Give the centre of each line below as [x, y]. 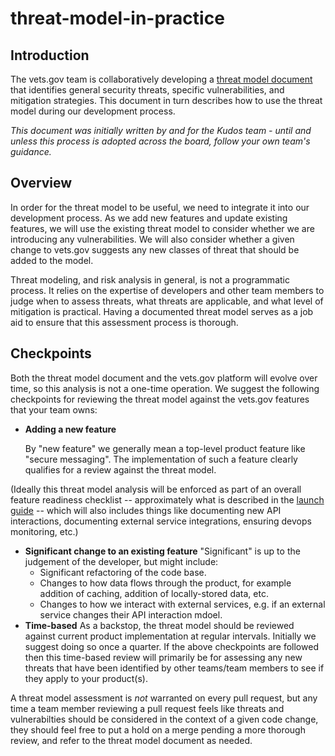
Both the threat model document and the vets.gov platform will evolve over [164, 378]
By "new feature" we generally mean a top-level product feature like [165, 448]
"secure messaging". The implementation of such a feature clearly [161, 459]
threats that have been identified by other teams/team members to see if [174, 668]
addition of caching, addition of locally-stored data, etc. [154, 593]
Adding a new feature [70, 429]
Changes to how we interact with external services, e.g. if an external [182, 604]
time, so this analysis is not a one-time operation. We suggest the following [165, 388]
